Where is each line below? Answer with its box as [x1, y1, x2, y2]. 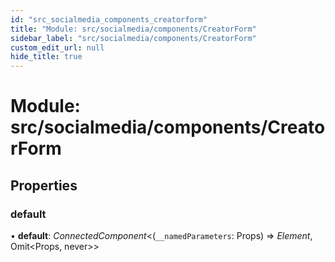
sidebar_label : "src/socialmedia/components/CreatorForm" [10, 33, 257, 43]
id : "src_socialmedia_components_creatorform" [10, 14, 208, 25]
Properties [10, 177, 78, 194]
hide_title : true [10, 52, 83, 62]
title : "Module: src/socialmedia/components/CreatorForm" [10, 24, 257, 34]
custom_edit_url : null [10, 42, 105, 53]
